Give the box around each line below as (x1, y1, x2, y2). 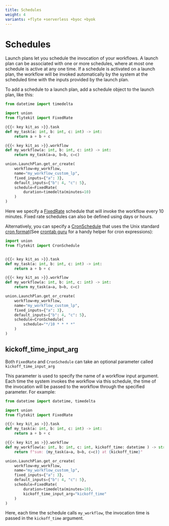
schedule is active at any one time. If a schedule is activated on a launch (5, 66, 155, 72)
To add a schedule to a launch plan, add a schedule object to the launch (5, 86, 154, 92)
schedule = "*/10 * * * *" (23, 322, 75, 327)
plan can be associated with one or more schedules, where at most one (5, 61, 153, 67)
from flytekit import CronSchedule (5, 243, 80, 248)
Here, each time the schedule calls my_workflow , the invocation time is (5, 510, 150, 516)
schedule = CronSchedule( (14, 317, 64, 322)
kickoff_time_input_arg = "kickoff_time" (23, 491, 107, 496)
